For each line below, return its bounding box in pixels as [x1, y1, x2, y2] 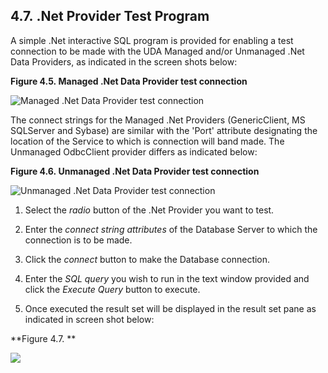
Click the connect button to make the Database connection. [24, 253, 271, 265]
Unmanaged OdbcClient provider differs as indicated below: [10, 145, 258, 158]
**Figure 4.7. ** [10, 332, 77, 344]
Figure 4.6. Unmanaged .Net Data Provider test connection [10, 165, 260, 177]
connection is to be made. [24, 234, 133, 246]
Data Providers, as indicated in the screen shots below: [10, 55, 238, 68]
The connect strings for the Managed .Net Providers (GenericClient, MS [10, 114, 306, 126]
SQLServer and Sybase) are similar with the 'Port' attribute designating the [10, 124, 318, 136]
